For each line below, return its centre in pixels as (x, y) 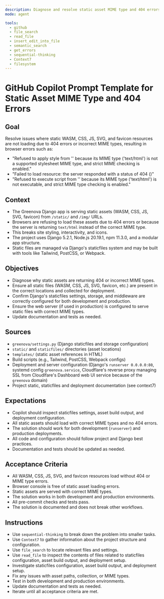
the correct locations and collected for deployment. (64, 290)
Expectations (26, 401)
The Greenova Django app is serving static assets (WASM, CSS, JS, (80, 212)
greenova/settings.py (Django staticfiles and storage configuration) (80, 344)
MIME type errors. (30, 481)
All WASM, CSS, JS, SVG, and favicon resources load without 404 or (81, 476)
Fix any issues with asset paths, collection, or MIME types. (71, 576)
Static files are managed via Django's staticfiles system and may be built (85, 248)
